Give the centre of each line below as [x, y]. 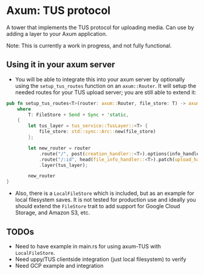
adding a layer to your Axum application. [57, 33]
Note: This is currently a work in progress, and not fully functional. [89, 46]
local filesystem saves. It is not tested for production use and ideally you [105, 200]
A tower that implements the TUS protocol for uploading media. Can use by [100, 27]
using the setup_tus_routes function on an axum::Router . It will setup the [105, 86]
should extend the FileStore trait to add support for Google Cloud [97, 206]
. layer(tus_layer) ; [63, 165]
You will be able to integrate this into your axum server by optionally [100, 79]
